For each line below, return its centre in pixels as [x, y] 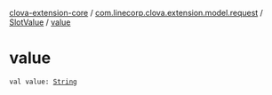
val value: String [43, 82]
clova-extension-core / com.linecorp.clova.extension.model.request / [136, 13]
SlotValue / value [40, 22]
